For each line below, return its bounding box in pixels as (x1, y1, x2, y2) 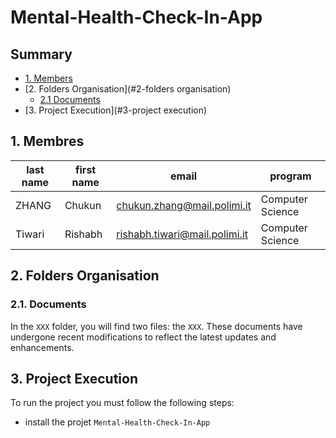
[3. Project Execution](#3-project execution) (24, 104, 208, 116)
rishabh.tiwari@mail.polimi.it (116, 227, 248, 241)
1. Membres (10, 133, 85, 150)
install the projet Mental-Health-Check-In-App (24, 416, 211, 428)
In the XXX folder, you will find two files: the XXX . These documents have (10, 320, 303, 332)
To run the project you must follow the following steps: (10, 397, 235, 409)
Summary (10, 46, 73, 63)
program (269, 169, 312, 183)
